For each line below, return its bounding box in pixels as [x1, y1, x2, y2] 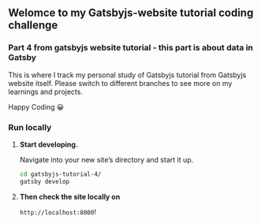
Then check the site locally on [19, 192, 121, 201]
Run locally [8, 121, 52, 133]
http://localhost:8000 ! [19, 207, 97, 216]
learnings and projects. [8, 87, 83, 96]
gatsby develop [19, 177, 70, 185]
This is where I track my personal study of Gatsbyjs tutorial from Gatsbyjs [8, 70, 247, 80]
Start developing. [19, 140, 79, 149]
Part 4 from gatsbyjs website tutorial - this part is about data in [8, 43, 254, 54]
